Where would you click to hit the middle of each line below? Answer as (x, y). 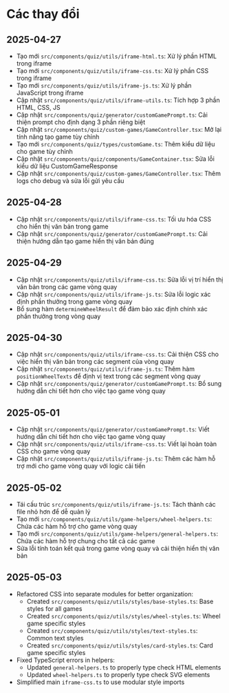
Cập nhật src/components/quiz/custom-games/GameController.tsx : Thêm (119, 173)
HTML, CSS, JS (38, 107)
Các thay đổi (43, 14)
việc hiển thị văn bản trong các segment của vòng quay (95, 362)
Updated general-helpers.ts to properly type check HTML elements (124, 667)
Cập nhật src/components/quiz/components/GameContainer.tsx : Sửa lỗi (115, 159)
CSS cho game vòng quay (53, 451)
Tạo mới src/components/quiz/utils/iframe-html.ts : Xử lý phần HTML (117, 56)
